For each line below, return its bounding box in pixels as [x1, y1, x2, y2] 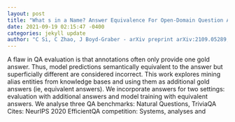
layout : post [7, 10, 45, 17]
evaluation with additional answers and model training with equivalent [7, 92, 208, 101]
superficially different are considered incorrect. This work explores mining [7, 70, 221, 79]
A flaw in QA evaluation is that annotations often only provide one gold [7, 55, 210, 63]
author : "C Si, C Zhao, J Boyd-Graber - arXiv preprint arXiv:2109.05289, [7, 36, 230, 43]
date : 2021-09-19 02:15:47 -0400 [7, 23, 105, 30]
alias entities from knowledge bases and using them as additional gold [7, 77, 210, 86]
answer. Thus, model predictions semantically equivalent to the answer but [7, 63, 223, 71]
